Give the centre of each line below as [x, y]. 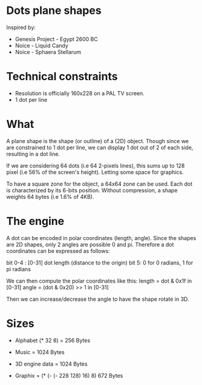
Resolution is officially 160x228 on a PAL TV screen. [80, 93]
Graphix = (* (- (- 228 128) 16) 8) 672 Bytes [69, 375]
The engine [35, 221]
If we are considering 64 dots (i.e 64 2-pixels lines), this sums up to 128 [96, 166]
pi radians [19, 269]
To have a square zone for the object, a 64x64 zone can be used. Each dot [99, 184]
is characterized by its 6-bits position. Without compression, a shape [92, 190]
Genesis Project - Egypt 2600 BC [56, 39]
